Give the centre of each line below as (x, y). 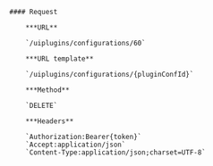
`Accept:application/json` (76, 145)
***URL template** (60, 59)
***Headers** (50, 121)
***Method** (47, 90)
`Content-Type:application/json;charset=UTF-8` (115, 153)
